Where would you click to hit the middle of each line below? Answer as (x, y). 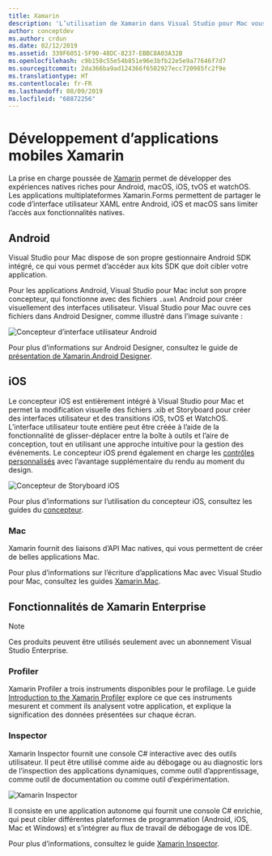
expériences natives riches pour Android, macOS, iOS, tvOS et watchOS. (130, 187)
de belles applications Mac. (54, 557)
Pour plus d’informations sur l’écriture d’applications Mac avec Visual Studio (135, 573)
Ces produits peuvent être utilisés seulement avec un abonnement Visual (130, 642)
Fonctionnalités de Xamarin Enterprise (107, 606)
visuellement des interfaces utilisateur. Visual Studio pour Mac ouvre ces (130, 307)
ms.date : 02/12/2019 (43, 46)
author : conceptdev (41, 31)
